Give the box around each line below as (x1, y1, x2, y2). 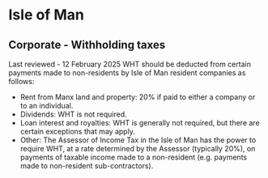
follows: (8, 77, 35, 86)
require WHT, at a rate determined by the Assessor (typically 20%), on (19, 144, 256, 153)
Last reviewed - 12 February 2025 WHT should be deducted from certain (8, 59, 251, 69)
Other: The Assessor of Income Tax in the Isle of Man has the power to (19, 135, 257, 145)
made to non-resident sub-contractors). (19, 161, 154, 171)
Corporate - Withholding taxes (8, 38, 166, 52)
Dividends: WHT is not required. (19, 109, 127, 119)
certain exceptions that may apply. (19, 127, 136, 136)
